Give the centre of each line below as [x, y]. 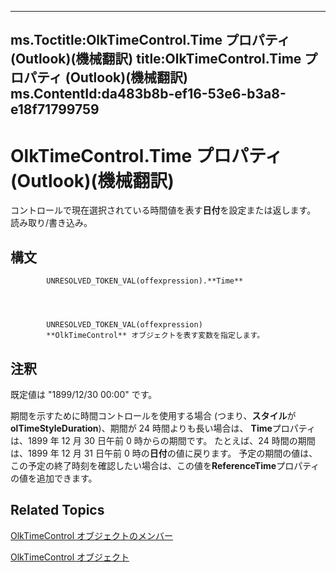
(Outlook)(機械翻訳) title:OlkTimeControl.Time [156, 59]
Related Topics [57, 510]
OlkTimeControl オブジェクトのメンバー [92, 535]
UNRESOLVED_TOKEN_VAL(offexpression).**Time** [145, 281]
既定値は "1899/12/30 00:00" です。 [84, 394]
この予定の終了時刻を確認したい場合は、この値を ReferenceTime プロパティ [165, 465]
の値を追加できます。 [54, 478]
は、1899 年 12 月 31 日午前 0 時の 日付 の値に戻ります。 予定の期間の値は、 [164, 453]
